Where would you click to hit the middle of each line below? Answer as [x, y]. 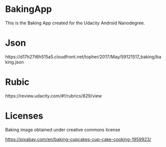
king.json [14, 62]
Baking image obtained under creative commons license [63, 130]
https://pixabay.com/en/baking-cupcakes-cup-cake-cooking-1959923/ [78, 139]
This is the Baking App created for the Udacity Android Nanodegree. [75, 23]
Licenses [24, 116]
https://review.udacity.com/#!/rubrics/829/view [53, 96]
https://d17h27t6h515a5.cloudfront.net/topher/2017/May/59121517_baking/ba [83, 57]
